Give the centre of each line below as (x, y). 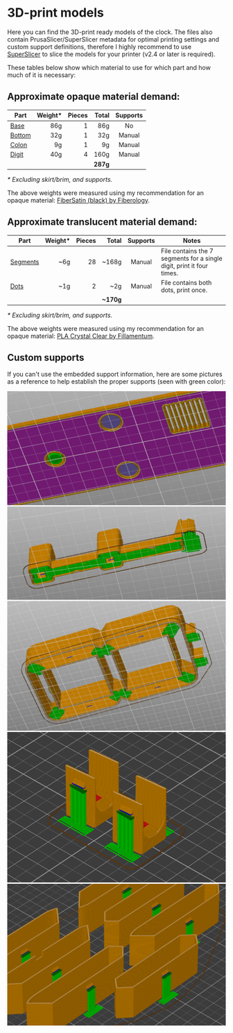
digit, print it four (184, 266)
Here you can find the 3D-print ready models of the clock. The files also (110, 32)
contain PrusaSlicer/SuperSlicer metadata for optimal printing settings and (113, 39)
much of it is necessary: (42, 75)
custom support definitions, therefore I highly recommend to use (100, 46)
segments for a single (192, 258)
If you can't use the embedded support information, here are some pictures (115, 374)
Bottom (20, 135)
